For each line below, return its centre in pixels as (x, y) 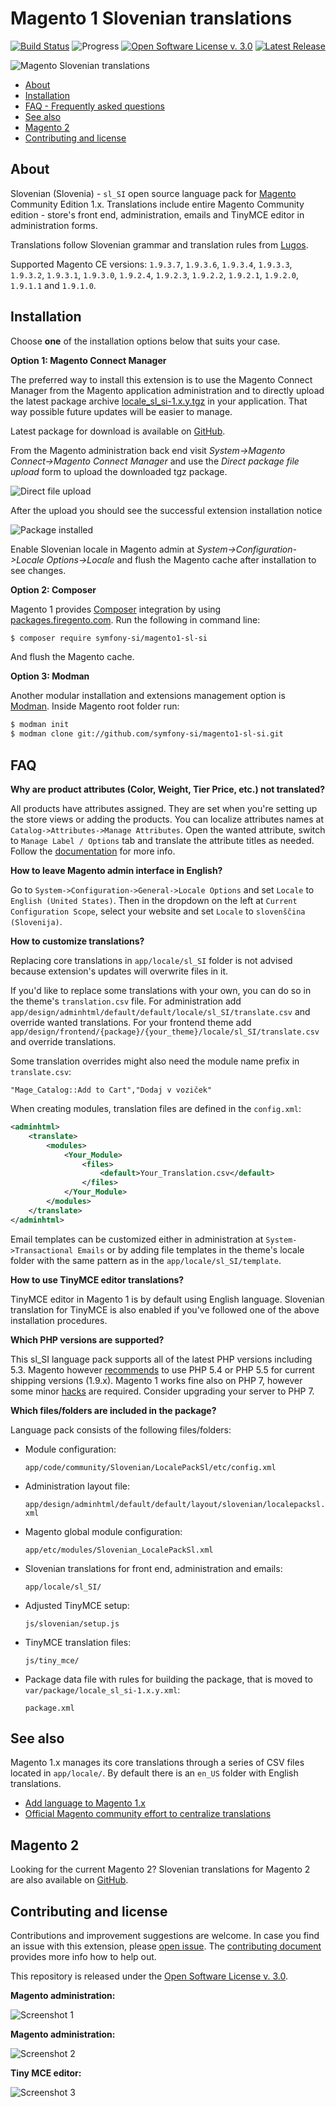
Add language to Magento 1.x (85, 1803)
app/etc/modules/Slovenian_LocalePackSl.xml (119, 1550)
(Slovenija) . (36, 921)
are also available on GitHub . (69, 1880)
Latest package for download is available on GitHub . (118, 431)
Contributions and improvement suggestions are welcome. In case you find (165, 1936)
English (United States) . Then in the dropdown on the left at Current (154, 900)
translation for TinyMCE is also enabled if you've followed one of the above (165, 1309)
